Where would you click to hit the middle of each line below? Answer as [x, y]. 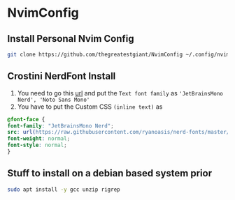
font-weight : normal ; [39, 139]
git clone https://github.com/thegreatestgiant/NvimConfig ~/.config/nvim [119, 54]
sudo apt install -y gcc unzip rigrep [64, 190]
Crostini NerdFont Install [62, 76]
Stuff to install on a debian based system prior [109, 173]
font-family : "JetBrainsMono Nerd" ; [60, 126]
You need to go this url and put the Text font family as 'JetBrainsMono [120, 93]
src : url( [22, 132]
